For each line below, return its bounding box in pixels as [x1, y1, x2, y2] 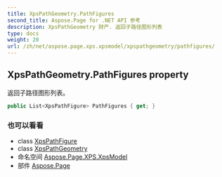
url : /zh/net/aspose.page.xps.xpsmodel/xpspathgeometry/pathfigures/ [7, 43, 216, 50]
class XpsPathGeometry [17, 144, 88, 152]
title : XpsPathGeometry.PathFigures [7, 10, 115, 18]
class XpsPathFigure [17, 136, 77, 145]
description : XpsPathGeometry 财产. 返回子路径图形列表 [7, 23, 163, 30]
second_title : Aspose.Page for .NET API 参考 [7, 17, 141, 24]
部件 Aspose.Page [17, 161, 70, 169]
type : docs [7, 29, 39, 37]
